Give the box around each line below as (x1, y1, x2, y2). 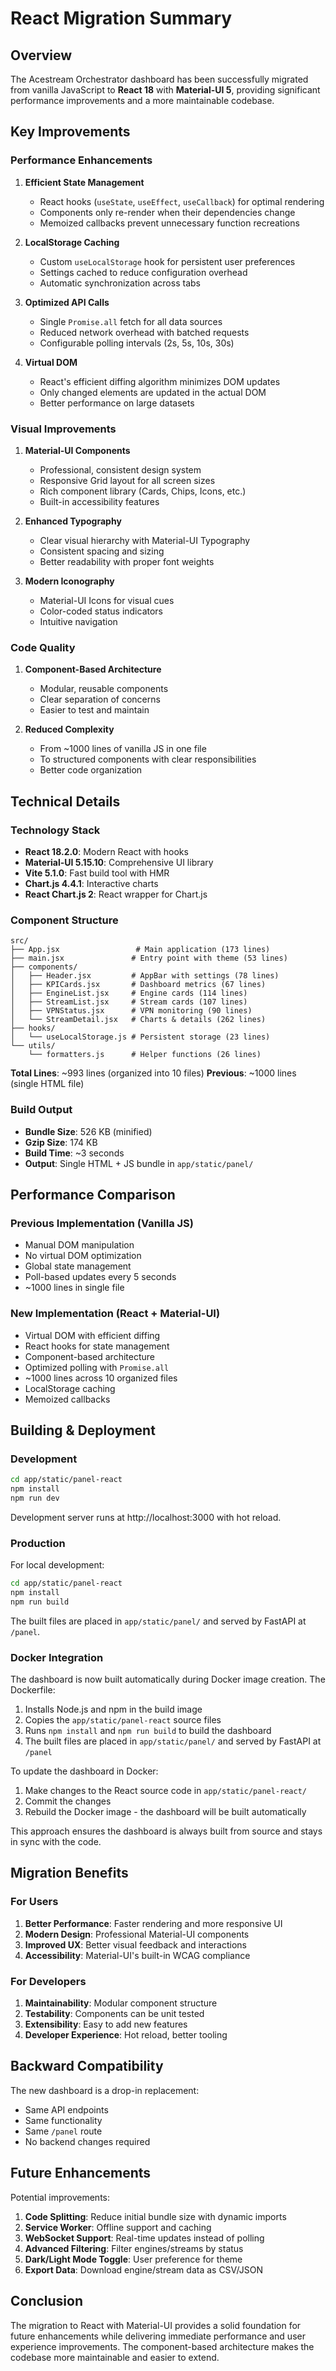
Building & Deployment (10, 1422, 156, 1439)
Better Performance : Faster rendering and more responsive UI (24, 1917, 283, 1929)
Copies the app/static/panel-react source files (24, 1714, 222, 1726)
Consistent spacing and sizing (39, 545, 165, 557)
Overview (10, 47, 73, 64)
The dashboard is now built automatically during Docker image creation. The (10, 1673, 326, 1686)
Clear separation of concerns (39, 693, 161, 706)
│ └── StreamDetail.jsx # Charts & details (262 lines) (10, 1015, 267, 1025)
